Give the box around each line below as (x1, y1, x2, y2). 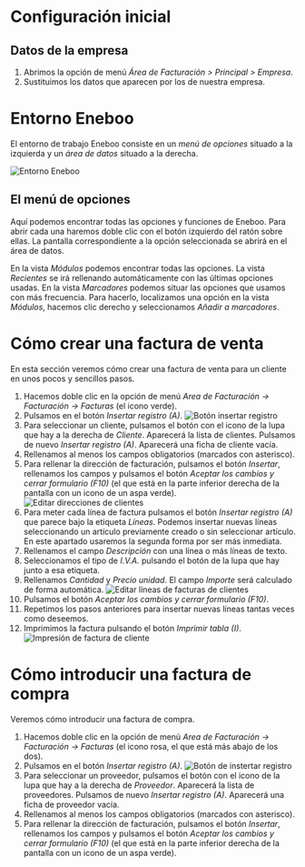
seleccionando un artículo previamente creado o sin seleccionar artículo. (23, 526, 296, 537)
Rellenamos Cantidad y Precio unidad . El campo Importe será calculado (23, 574, 293, 585)
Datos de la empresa (10, 43, 129, 58)
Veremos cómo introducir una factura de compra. (10, 713, 195, 724)
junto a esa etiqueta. (23, 564, 101, 575)
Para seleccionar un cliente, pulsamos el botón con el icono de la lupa (23, 419, 285, 430)
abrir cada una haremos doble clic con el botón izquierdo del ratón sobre (10, 226, 283, 237)
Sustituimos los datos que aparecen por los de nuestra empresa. (23, 76, 266, 87)
